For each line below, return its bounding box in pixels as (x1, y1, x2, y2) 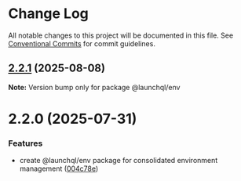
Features (8, 138, 43, 149)
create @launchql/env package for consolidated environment (19, 156, 218, 165)
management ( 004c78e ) (19, 164, 99, 173)
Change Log (8, 5, 89, 23)
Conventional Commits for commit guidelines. (8, 38, 155, 48)
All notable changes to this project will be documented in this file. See (8, 31, 234, 40)
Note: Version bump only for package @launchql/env (8, 82, 181, 92)
